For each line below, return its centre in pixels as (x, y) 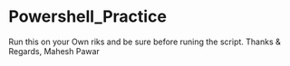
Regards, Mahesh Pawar (54, 51)
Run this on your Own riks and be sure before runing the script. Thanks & (145, 42)
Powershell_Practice (87, 17)
